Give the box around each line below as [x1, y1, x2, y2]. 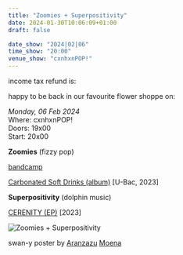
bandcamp [8, 162, 43, 171]
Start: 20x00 [8, 132, 49, 141]
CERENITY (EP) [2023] [8, 208, 82, 217]
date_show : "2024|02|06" [8, 40, 89, 48]
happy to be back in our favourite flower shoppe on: [8, 92, 176, 100]
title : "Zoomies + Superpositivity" [8, 11, 127, 20]
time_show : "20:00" [8, 48, 72, 56]
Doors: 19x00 [8, 123, 52, 133]
